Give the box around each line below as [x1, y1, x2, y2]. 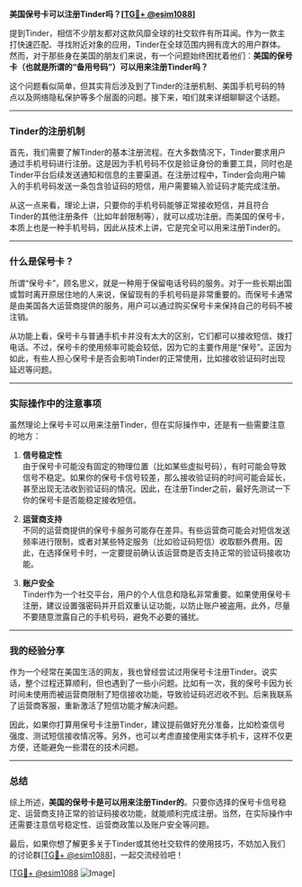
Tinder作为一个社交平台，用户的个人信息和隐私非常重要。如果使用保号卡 [22, 589, 291, 599]
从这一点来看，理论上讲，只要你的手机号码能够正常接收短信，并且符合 [9, 200, 270, 210]
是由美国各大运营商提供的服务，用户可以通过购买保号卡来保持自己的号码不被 [9, 300, 293, 311]
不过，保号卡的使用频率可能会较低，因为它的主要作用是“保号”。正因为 [32, 341, 292, 352]
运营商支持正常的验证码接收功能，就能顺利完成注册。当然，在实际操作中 [24, 808, 293, 819]
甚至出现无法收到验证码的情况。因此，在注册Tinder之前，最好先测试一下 [22, 483, 291, 493]
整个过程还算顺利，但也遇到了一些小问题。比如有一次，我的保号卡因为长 [24, 678, 293, 688]
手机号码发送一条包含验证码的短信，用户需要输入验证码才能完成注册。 [24, 181, 285, 191]
